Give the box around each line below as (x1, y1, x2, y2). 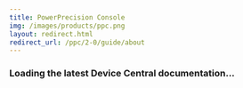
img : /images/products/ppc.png (9, 21, 126, 30)
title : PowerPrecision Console (9, 12, 126, 22)
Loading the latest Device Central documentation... (9, 68, 236, 80)
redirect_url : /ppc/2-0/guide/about (9, 37, 145, 47)
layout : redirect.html (9, 29, 93, 38)
